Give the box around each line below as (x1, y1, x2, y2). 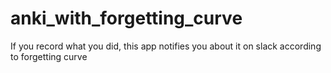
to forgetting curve (10, 50, 88, 62)
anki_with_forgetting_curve (10, 7, 243, 30)
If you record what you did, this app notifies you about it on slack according (10, 40, 322, 52)
